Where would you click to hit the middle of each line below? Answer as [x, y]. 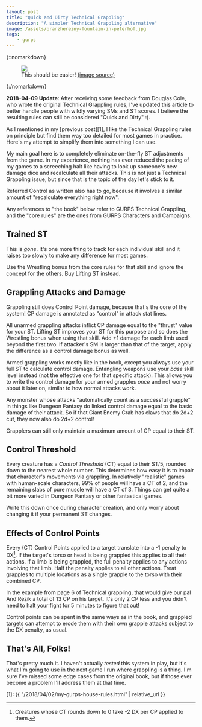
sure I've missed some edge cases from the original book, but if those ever [99, 676]
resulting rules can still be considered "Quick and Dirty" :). [78, 117]
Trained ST [27, 234]
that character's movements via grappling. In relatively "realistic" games [95, 477]
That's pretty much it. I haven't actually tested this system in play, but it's [96, 663]
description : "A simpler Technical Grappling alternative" [82, 23]
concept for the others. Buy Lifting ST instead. [63, 273]
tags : [13, 34]
